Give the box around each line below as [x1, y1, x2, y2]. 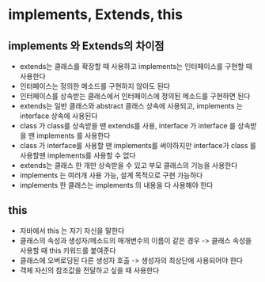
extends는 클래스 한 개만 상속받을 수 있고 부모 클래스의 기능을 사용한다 [19, 161, 238, 170]
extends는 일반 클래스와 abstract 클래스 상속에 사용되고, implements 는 [19, 101, 244, 110]
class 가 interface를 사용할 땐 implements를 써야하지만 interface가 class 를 [19, 141, 257, 150]
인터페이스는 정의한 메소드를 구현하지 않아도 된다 [19, 82, 170, 90]
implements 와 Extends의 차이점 [8, 39, 165, 52]
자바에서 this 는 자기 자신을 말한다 [19, 226, 125, 235]
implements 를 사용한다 [36, 131, 111, 140]
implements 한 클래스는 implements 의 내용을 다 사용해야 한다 [19, 181, 214, 189]
